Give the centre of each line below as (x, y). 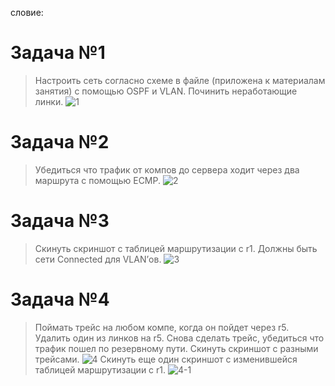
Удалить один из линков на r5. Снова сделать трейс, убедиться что (179, 338)
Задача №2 (60, 142)
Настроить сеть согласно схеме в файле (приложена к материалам (180, 80)
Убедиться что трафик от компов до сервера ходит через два (167, 169)
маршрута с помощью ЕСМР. (98, 180)
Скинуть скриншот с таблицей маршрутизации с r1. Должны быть (176, 248)
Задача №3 (60, 221)
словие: (27, 12)
